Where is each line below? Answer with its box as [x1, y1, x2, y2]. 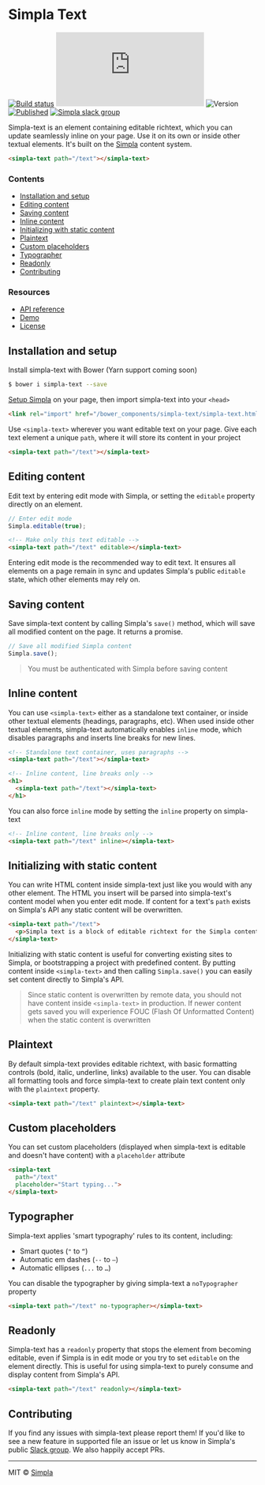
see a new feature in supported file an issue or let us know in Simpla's [8, 1437, 236, 1446]
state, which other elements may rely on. [8, 575, 140, 584]
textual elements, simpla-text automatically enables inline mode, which [8, 725, 242, 734]
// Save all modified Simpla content [8, 642, 132, 650]
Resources [8, 287, 50, 298]
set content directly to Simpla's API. [8, 974, 125, 984]
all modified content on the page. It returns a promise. [8, 627, 184, 636]
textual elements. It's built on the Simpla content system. [8, 139, 192, 149]
